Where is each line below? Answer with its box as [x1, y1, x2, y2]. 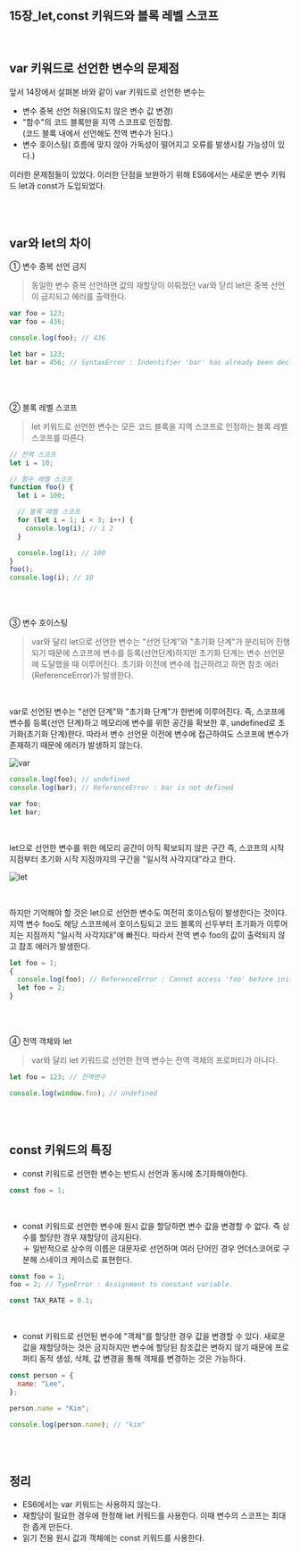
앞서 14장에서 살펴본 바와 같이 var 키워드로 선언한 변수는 [9, 86, 205, 97]
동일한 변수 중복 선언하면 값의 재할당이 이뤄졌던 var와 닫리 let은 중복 [30, 280, 269, 291]
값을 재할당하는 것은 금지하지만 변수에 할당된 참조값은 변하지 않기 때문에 [21, 1342, 273, 1353]
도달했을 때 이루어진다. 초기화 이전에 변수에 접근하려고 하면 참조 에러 [40, 659, 279, 670]
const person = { [9, 1371, 74, 1380]
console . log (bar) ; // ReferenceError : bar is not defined [9, 783, 234, 793]
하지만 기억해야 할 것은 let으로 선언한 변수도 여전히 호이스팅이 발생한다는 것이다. [9, 906, 287, 918]
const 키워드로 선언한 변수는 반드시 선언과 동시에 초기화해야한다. [21, 1167, 248, 1178]
